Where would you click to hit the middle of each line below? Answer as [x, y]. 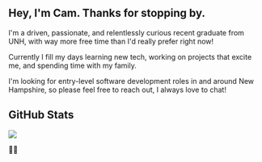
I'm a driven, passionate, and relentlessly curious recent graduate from [127, 32]
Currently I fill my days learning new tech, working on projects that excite [130, 56]
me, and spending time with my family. [73, 65]
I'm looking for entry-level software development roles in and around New [131, 81]
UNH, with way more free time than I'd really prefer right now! [111, 41]
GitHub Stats [41, 115]
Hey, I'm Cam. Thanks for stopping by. [107, 13]
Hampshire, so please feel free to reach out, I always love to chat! [117, 89]
